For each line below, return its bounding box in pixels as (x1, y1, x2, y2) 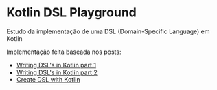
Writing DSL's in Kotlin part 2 (16, 68, 98, 76)
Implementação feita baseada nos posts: (6, 48, 122, 56)
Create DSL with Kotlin (16, 75, 80, 83)
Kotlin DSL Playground (6, 5, 137, 20)
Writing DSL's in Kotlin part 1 (16, 61, 97, 69)
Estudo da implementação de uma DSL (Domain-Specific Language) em (6, 27, 210, 35)
